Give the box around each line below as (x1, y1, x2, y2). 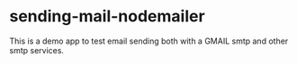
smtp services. (9, 44, 65, 55)
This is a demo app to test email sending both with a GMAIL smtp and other (9, 36, 289, 46)
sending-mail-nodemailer (9, 6, 205, 27)
